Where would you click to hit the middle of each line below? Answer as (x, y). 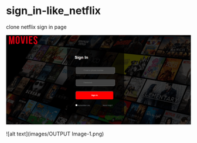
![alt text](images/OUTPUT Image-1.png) (55, 134)
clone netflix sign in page (36, 27)
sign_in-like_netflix (54, 11)
